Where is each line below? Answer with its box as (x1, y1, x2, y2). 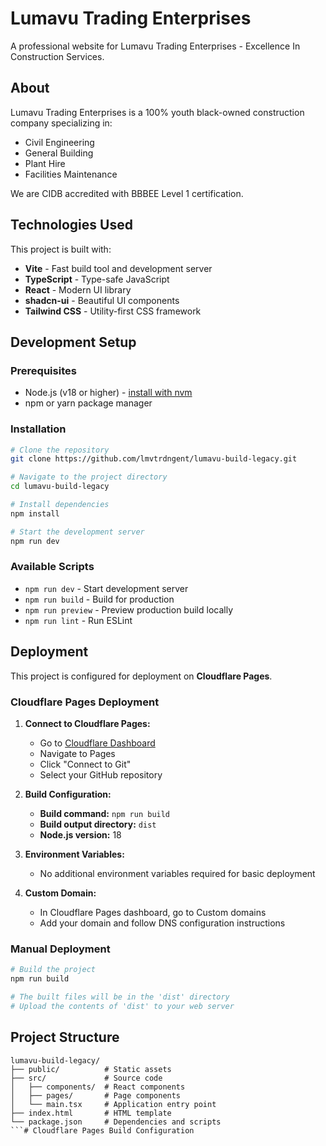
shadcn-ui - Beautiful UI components (24, 294, 180, 306)
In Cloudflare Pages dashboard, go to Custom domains (39, 906, 267, 918)
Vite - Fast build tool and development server (24, 262, 213, 274)
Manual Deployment (10, 942, 111, 956)
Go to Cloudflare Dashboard (39, 737, 156, 749)
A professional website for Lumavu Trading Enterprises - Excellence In (10, 40, 301, 52)
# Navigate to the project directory (10, 472, 168, 482)
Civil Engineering (24, 136, 95, 148)
